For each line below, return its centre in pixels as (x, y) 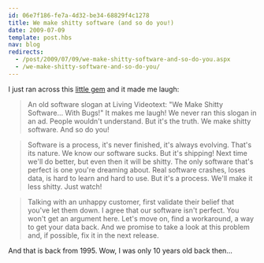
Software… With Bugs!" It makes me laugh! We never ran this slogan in (142, 113)
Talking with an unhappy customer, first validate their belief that (131, 202)
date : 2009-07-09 (37, 30)
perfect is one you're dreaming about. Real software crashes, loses (136, 169)
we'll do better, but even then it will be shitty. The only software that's (140, 161)
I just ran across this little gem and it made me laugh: (94, 89)
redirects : (26, 52)
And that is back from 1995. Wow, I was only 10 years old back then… (120, 250)
